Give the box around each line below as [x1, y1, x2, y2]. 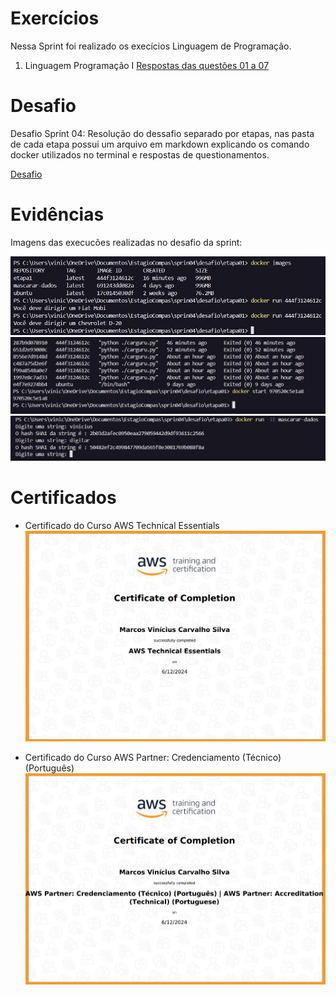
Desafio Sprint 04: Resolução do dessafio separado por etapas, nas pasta [10, 127, 315, 139]
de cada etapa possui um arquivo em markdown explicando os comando [10, 138, 310, 150]
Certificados [10, 487, 117, 509]
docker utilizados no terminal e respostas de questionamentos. [10, 148, 270, 161]
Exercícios [10, 7, 100, 30]
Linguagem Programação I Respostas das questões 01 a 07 [24, 59, 270, 71]
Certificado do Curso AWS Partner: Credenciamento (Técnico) [24, 752, 282, 764]
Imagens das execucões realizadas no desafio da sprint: [10, 236, 243, 248]
